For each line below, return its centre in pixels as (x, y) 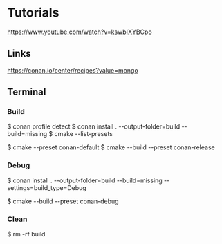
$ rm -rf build (26, 234)
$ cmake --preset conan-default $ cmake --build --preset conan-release (111, 147)
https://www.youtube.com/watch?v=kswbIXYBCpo (80, 32)
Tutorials (33, 13)
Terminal (27, 92)
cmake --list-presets (83, 134)
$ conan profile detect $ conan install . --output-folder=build (94, 126)
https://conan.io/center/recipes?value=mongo (73, 70)
